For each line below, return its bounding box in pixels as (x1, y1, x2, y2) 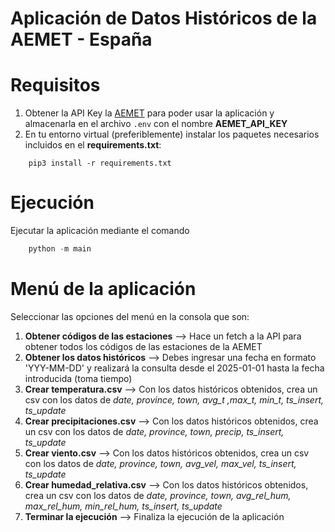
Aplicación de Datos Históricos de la (10, 7, 318, 30)
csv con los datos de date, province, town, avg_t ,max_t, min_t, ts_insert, (24, 393, 325, 406)
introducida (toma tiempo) (24, 372, 133, 384)
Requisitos (10, 74, 101, 97)
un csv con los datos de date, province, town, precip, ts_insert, (24, 425, 285, 437)
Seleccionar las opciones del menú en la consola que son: (10, 310, 250, 322)
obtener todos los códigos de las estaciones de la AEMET (24, 340, 263, 352)
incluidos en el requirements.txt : (24, 139, 162, 151)
